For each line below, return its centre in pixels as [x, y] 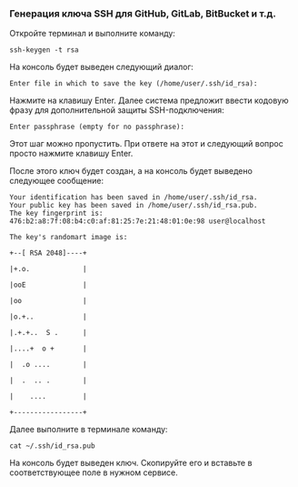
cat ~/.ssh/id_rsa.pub [52, 446]
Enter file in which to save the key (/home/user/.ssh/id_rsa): [134, 84]
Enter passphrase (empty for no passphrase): [97, 127]
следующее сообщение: [57, 181]
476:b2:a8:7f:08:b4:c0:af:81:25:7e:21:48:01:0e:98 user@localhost [138, 221]
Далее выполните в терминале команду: [89, 430]
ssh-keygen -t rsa [44, 50]
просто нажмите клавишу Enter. [71, 154]
